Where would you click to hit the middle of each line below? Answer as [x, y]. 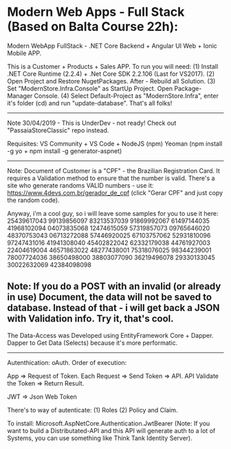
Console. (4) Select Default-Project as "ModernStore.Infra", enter [126, 96]
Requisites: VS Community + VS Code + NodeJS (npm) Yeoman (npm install [115, 143]
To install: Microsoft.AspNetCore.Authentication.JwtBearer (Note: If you [109, 423]
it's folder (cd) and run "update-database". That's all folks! [90, 103]
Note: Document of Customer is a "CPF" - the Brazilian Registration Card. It [113, 170]
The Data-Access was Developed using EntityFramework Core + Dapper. [110, 335]
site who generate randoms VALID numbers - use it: [80, 185]
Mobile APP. [24, 53]
